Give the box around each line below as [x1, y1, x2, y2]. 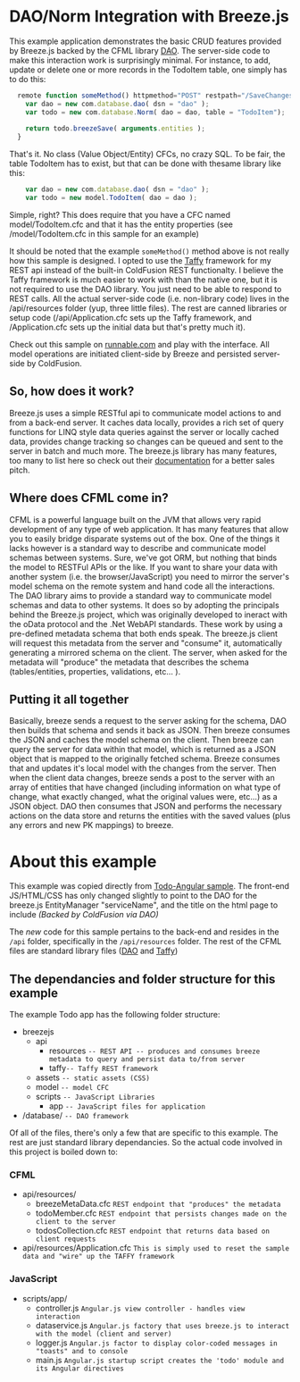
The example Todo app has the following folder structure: [9, 1009, 221, 1020]
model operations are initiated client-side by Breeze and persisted [9, 348, 252, 359]
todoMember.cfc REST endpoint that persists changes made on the [35, 1208, 287, 1219]
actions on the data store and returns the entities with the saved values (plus [9, 810, 291, 821]
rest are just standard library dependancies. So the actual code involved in [9, 1137, 283, 1148]
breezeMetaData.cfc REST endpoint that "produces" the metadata [35, 1199, 281, 1210]
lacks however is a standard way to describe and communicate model [9, 542, 266, 553]
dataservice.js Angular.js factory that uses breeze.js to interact [35, 1319, 290, 1330]
